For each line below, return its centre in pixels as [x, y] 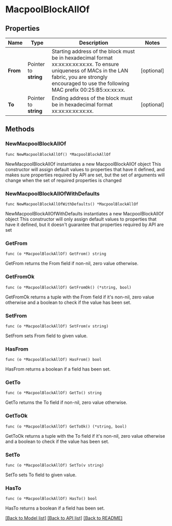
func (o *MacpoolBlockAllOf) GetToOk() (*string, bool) [66, 427]
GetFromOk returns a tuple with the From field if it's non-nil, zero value [80, 297]
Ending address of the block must [92, 98]
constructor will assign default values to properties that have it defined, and [85, 169]
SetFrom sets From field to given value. [47, 336]
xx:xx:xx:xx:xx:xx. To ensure [85, 64]
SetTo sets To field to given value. [41, 475]
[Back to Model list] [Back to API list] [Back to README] [64, 518]
